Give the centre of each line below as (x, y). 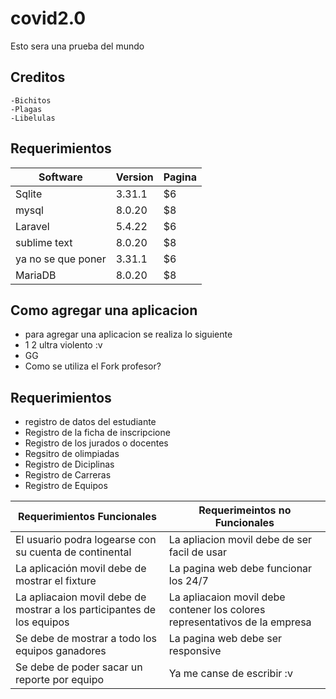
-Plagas (26, 109)
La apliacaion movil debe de (81, 597)
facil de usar (197, 552)
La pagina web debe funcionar (240, 569)
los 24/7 (188, 581)
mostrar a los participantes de (86, 610)
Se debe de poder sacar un (79, 667)
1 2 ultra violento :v (63, 345)
